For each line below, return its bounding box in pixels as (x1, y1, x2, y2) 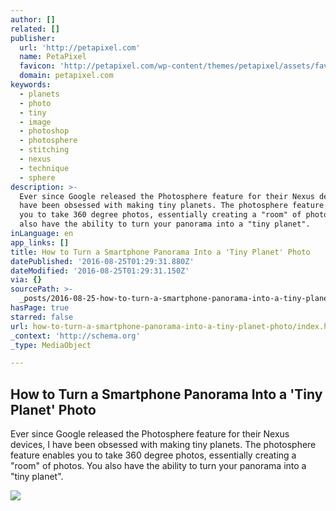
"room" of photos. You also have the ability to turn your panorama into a (10, 460, 307, 472)
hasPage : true (10, 303, 70, 313)
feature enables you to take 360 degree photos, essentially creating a (10, 449, 297, 461)
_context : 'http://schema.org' (10, 331, 141, 341)
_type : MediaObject (10, 340, 92, 350)
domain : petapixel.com (19, 71, 114, 81)
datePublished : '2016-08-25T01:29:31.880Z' (10, 256, 195, 266)
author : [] (10, 14, 56, 25)
